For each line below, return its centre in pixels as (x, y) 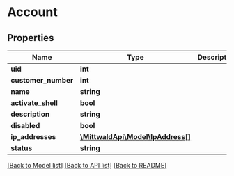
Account (32, 12)
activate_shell (34, 103)
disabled (25, 126)
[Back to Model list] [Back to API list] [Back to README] (87, 165)
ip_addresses (33, 137)
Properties (31, 38)
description (30, 114)
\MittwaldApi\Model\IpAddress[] (135, 137)
